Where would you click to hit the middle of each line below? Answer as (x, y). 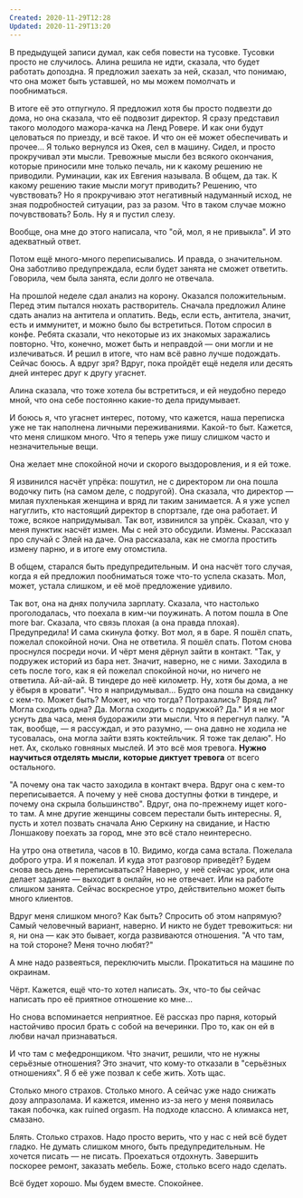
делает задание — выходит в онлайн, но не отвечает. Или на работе (142, 879)
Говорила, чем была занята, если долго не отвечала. (112, 278)
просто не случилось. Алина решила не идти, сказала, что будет (135, 62)
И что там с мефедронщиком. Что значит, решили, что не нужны (135, 1053)
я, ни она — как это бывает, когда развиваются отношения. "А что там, (147, 935)
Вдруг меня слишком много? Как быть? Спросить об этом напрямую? (146, 915)
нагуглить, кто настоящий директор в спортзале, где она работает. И (143, 510)
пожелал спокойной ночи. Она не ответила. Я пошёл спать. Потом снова (151, 642)
